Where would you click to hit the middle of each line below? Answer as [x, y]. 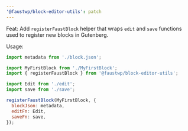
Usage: [15, 46]
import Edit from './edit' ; [41, 84]
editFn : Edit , [29, 111]
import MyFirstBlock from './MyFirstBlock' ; [62, 68]
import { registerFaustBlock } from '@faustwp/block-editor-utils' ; [92, 74]
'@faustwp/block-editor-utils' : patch [54, 12]
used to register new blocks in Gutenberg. [57, 35]
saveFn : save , [29, 117]
